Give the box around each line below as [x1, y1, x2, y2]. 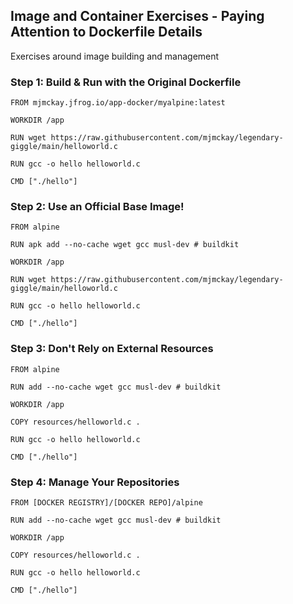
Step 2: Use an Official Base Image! [10, 200, 185, 214]
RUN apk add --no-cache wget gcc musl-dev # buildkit [10, 240, 240, 250]
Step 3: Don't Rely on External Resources [10, 342, 214, 356]
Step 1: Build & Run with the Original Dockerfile [10, 75, 242, 89]
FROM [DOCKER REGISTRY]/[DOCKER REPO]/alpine [10, 498, 203, 508]
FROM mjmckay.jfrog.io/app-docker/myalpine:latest [10, 98, 226, 108]
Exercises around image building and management [10, 50, 220, 62]
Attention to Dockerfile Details [10, 24, 203, 41]
